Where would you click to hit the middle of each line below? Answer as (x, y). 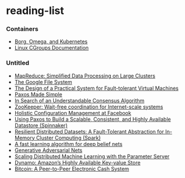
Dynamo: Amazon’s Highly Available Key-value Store (78, 162)
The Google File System (43, 82)
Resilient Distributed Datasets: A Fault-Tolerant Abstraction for (89, 131)
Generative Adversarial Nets (48, 150)
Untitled (18, 63)
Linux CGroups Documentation (52, 48)
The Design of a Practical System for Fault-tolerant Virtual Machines (97, 88)
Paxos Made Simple (38, 94)
